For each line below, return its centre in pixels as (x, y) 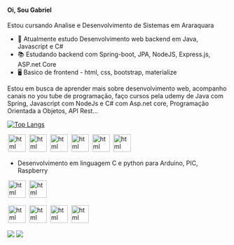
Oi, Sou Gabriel (30, 10)
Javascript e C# (40, 46)
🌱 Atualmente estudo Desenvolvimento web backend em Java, (108, 39)
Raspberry (33, 171)
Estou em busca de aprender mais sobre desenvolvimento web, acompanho (117, 88)
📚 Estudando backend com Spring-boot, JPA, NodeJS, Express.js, (114, 54)
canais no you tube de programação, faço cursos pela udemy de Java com (116, 96)
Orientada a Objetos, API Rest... (53, 111)
